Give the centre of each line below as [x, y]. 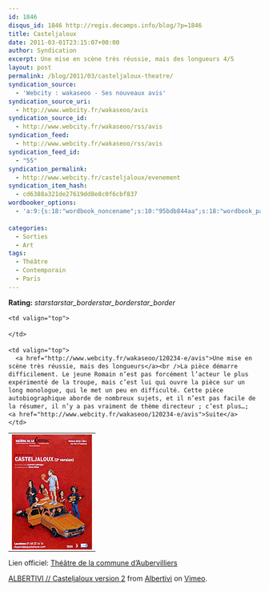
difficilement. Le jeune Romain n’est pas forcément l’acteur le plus [128, 374]
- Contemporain [41, 271]
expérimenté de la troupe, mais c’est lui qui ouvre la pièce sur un [127, 382]
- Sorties [32, 236]
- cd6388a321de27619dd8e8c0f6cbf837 [76, 195]
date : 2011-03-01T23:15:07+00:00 [64, 42]
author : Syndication [43, 51]
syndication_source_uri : [50, 101]
